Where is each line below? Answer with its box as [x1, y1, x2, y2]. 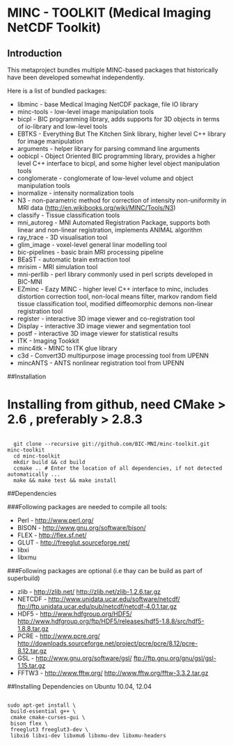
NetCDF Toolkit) [7, 19, 102, 35]
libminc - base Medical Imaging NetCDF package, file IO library [17, 100, 199, 109]
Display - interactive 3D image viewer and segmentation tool [17, 322, 191, 330]
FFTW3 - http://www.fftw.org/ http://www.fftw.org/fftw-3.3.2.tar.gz [17, 668, 209, 677]
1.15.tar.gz [17, 661, 46, 669]
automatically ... [7, 471, 61, 478]
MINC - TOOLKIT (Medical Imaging [7, 5, 211, 21]
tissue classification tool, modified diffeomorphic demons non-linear [17, 300, 214, 307]
